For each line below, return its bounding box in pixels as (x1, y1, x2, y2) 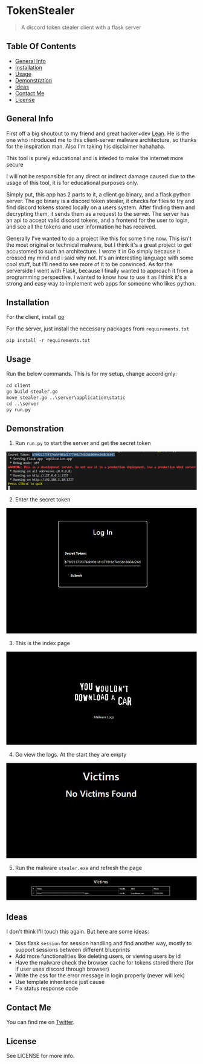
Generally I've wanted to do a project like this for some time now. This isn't (6, 235, 192, 242)
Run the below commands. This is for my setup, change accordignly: (6, 370, 177, 378)
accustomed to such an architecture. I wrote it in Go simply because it (6, 247, 180, 255)
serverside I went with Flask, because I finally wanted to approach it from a (6, 267, 193, 274)
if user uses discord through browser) (14, 965, 110, 973)
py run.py (6, 407, 31, 413)
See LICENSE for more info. (6, 1052, 75, 1059)
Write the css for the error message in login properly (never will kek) (14, 972, 185, 979)
